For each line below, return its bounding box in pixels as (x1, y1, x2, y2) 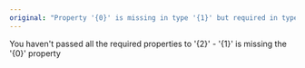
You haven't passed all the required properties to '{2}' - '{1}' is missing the (9, 38, 288, 49)
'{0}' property (9, 47, 62, 59)
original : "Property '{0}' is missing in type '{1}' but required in (9, 13, 279, 23)
